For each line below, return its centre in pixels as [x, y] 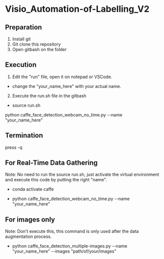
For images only [30, 219]
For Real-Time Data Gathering [52, 163]
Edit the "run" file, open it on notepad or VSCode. [62, 77]
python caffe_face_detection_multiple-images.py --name [70, 246]
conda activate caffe [33, 189]
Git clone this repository [37, 44]
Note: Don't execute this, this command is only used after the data [72, 231]
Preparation [24, 27]
